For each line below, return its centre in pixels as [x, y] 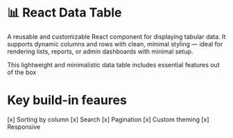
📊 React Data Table [64, 13]
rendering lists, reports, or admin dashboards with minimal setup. [100, 51]
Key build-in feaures [67, 100]
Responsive [24, 127]
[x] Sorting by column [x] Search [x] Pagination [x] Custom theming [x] [108, 119]
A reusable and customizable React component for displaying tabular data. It [116, 36]
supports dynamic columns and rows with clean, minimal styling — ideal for [115, 44]
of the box [22, 72]
